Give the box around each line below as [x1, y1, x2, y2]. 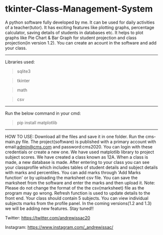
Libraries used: [5, 59, 35, 65]
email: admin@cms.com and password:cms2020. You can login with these [5, 144, 153, 149]
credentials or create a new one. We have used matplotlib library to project [5, 149, 154, 155]
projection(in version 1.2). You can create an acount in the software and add [5, 40, 157, 45]
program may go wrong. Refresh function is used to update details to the [5, 190, 150, 196]
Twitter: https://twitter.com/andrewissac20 [5, 215, 91, 220]
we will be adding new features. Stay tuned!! [5, 206, 94, 211]
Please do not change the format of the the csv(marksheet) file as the [5, 185, 145, 191]
